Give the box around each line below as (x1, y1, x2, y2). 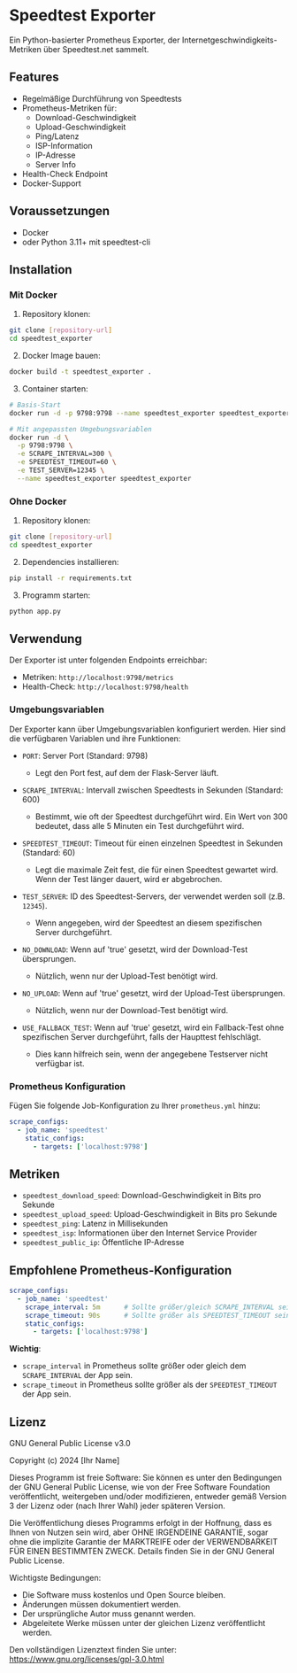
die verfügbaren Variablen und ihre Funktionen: (9, 732, 181, 744)
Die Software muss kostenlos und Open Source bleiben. (21, 1590, 226, 1600)
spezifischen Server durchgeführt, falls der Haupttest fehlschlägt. (21, 1031, 262, 1042)
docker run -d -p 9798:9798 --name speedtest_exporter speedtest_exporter (9, 408, 291, 417)
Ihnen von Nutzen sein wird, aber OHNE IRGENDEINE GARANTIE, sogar (9, 1527, 269, 1537)
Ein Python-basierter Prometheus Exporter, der (9, 35, 180, 45)
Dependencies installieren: (21, 556, 119, 567)
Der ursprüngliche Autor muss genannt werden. (21, 1608, 196, 1619)
